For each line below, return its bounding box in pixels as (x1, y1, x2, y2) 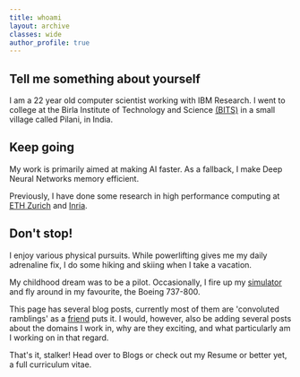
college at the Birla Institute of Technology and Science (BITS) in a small (9, 105, 276, 116)
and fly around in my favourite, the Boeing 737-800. (9, 286, 201, 296)
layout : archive (9, 21, 70, 30)
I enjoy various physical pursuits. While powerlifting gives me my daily (9, 250, 268, 261)
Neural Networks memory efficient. (9, 173, 140, 184)
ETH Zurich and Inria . (9, 200, 88, 210)
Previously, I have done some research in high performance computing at (9, 190, 280, 201)
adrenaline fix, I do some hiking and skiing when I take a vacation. (9, 259, 253, 270)
